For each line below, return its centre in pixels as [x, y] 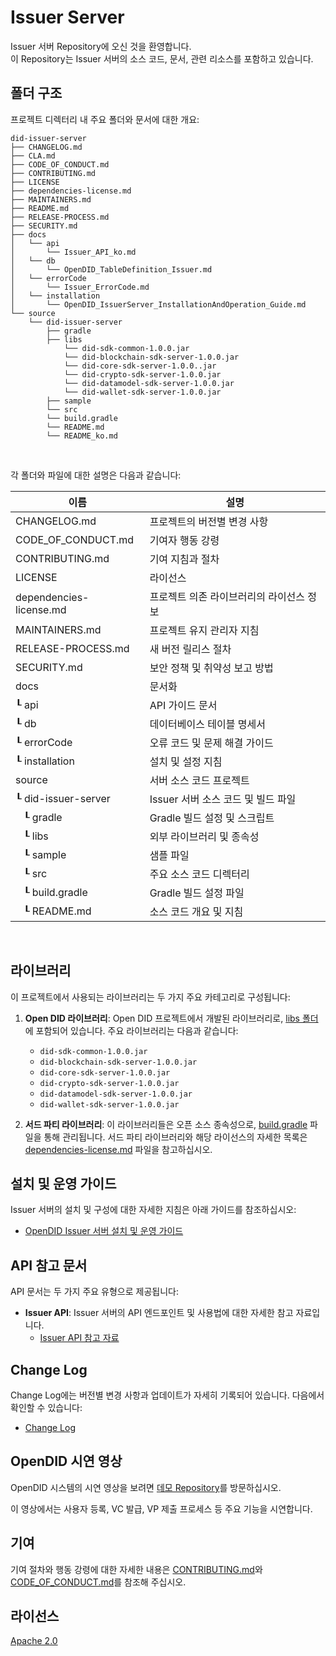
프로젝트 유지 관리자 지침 [204, 630]
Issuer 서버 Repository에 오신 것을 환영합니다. [101, 46]
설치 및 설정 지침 [186, 761]
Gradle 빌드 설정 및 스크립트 [212, 818]
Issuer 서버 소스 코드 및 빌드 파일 [223, 799]
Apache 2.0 [34, 1641]
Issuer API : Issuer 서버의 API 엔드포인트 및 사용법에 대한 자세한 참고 [159, 1313]
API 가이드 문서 [183, 705]
